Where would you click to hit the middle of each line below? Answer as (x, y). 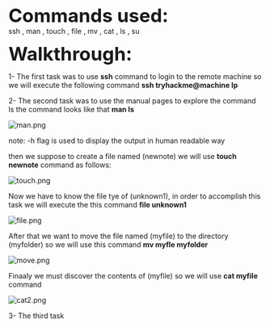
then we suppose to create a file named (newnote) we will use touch (122, 156)
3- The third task (36, 316)
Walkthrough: (70, 54)
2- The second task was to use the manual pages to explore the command (132, 101)
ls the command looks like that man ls (72, 109)
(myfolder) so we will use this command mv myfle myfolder (108, 245)
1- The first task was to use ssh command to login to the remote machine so (135, 76)
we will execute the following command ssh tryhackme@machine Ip (123, 85)
